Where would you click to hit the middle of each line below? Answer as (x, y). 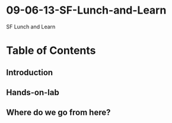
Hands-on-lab (33, 92)
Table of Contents (51, 51)
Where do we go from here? (58, 113)
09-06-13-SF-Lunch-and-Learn (86, 10)
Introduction (30, 72)
